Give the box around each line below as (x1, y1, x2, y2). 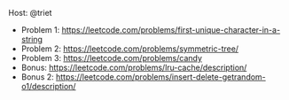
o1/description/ (20, 81, 76, 91)
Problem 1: (20, 25, 60, 35)
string (20, 35, 43, 44)
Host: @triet (8, 8, 52, 18)
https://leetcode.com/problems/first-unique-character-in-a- (61, 25, 281, 35)
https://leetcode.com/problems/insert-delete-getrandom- (55, 72, 267, 82)
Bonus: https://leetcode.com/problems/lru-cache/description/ (20, 62, 247, 73)
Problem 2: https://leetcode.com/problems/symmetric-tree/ (20, 43, 239, 54)
